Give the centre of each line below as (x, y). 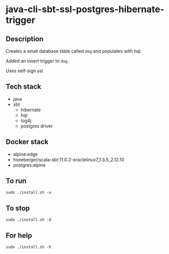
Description (25, 39)
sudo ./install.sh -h (29, 247)
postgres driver (36, 126)
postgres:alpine (29, 165)
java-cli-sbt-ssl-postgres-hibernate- (85, 9)
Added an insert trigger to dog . (37, 61)
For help (19, 235)
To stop (18, 208)
